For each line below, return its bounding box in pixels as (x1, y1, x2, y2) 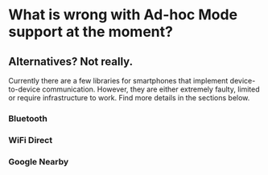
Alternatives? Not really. (8, 55, 134, 68)
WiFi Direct (8, 134, 53, 145)
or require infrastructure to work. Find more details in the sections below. (8, 93, 250, 102)
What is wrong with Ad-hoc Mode (8, 6, 238, 24)
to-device (8, 84, 41, 94)
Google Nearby (8, 156, 69, 167)
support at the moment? (8, 22, 173, 41)
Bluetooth (8, 112, 48, 124)
